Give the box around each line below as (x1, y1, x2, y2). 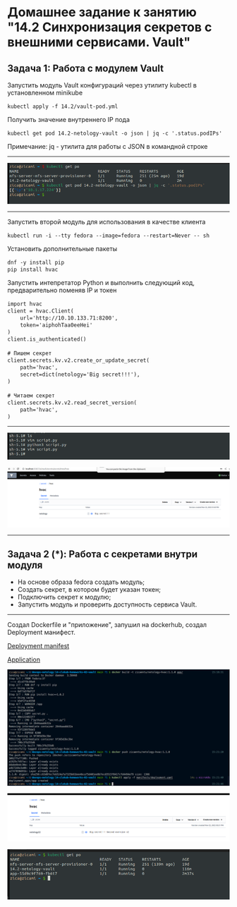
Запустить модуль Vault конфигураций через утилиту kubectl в (7, 81, 197, 89)
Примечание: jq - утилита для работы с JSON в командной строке (7, 142, 208, 150)
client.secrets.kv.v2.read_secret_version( (7, 399, 138, 406)
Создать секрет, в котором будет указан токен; (17, 585, 161, 593)
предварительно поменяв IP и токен (7, 286, 117, 294)
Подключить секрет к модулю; (17, 593, 111, 601)
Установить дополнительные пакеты (7, 244, 118, 252)
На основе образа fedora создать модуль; (17, 578, 145, 586)
